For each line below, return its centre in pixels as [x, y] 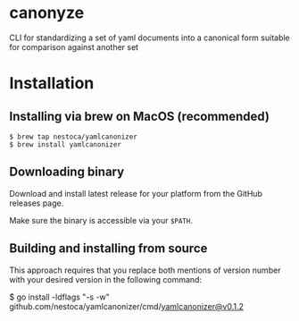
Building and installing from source [108, 249]
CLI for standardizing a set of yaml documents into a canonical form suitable [149, 38]
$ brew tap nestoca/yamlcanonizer [74, 137]
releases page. [37, 203]
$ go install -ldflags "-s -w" [59, 297]
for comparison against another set [74, 46]
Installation [52, 84]
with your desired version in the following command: [106, 279]
